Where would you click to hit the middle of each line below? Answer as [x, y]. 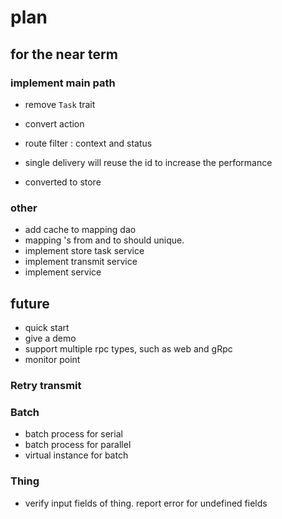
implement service [63, 272]
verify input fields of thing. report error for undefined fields [146, 503]
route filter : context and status [88, 143]
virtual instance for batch [76, 455]
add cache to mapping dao [80, 230]
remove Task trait [60, 104]
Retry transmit [46, 385]
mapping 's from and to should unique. [104, 240]
